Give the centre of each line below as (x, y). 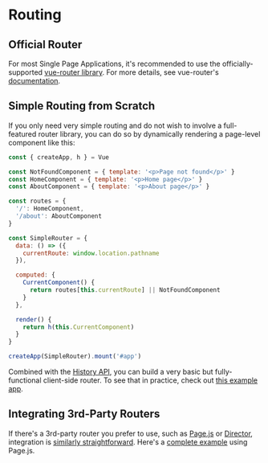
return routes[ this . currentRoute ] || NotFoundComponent (125, 290)
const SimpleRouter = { (48, 238)
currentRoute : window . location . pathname (91, 253)
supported (25, 72)
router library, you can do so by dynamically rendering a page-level (149, 133)
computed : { (36, 275)
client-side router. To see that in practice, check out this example (150, 380)
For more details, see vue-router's (162, 72)
